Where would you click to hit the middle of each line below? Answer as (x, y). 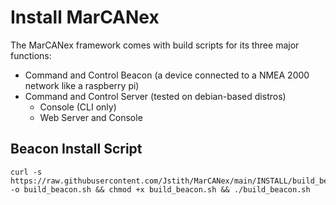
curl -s (26, 172)
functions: (31, 55)
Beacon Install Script (76, 149)
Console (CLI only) (78, 107)
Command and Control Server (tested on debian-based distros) (155, 96)
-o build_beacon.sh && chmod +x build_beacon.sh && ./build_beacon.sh (160, 189)
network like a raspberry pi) (82, 85)
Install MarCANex (85, 17)
